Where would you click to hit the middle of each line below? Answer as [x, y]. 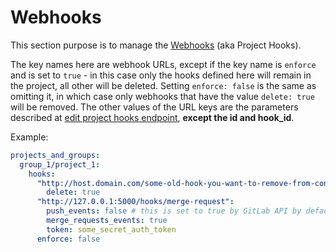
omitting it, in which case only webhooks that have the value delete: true [162, 96]
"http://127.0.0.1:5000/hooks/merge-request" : [135, 202]
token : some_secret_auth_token [111, 229]
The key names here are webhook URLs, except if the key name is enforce [163, 64]
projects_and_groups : [55, 155]
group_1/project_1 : [60, 164]
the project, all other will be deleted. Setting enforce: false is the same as [163, 85]
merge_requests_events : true [107, 221]
